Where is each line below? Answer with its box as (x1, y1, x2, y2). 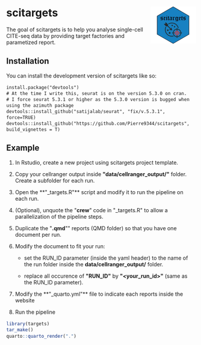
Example (6, 143, 40, 153)
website (14, 296, 35, 304)
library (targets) (6, 320, 50, 327)
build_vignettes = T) (6, 126, 61, 132)
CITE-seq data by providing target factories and (6, 32, 125, 39)
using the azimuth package (6, 102, 74, 108)
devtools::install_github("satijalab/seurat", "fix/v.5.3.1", (6, 108, 165, 114)
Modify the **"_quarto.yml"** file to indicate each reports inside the (14, 290, 184, 298)
